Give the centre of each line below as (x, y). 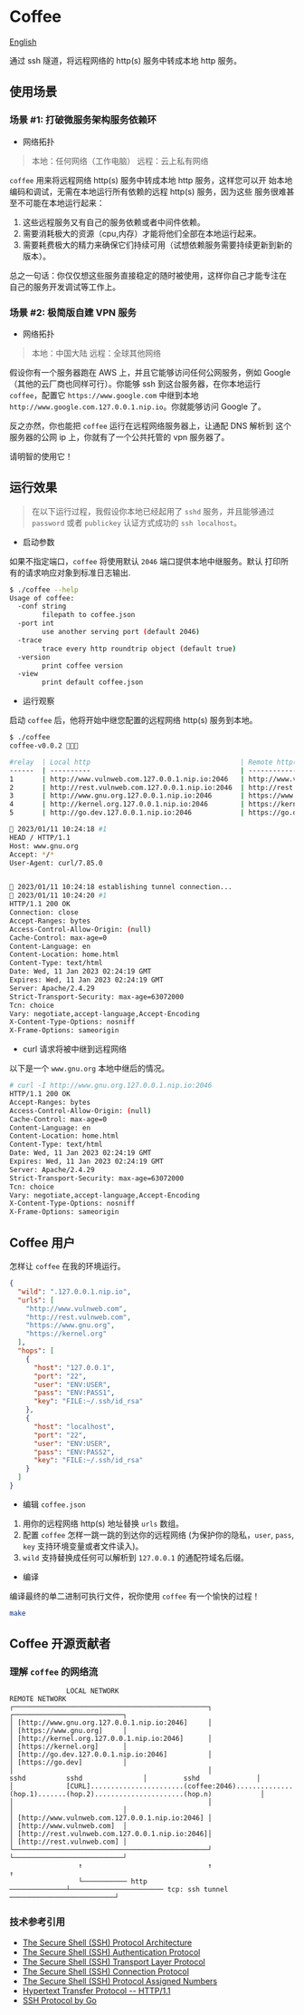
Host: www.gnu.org (44, 846)
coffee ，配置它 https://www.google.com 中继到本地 (104, 395)
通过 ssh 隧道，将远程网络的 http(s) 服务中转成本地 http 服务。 (126, 60)
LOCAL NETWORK (93, 1691)
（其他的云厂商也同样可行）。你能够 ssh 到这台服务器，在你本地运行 (135, 384)
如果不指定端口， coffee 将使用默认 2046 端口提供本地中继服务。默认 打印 (145, 561)
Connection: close (44, 913)
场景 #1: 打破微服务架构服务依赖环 (83, 120)
